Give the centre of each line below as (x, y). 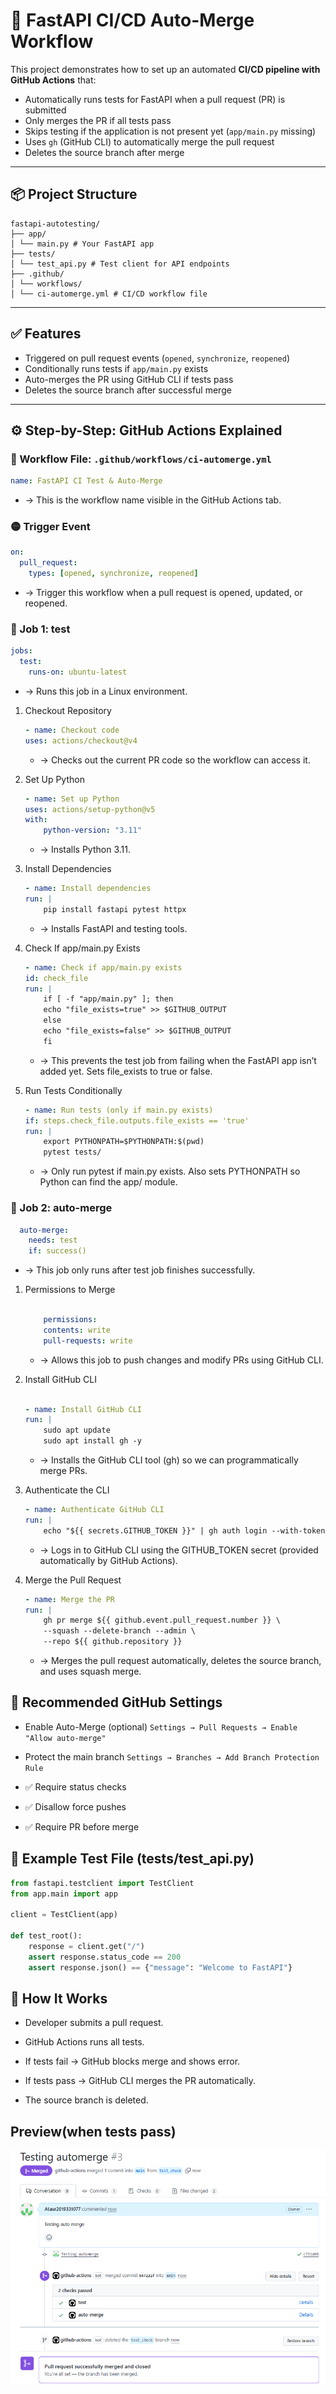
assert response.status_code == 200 (105, 1957)
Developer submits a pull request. (94, 2023)
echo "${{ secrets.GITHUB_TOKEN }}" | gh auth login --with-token (184, 1530)
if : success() (57, 1251)
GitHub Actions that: (53, 80)
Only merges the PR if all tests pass (98, 120)
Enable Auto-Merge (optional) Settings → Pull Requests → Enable (161, 1726)
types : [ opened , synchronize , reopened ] (113, 574)
